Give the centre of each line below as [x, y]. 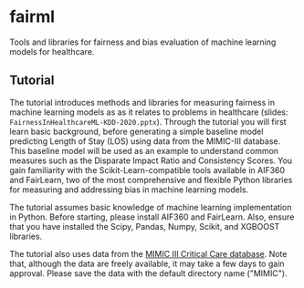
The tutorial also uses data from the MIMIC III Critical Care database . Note [148, 253]
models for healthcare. [52, 51]
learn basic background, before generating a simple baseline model [136, 131]
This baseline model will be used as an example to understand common [144, 150]
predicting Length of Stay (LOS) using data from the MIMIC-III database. [145, 141]
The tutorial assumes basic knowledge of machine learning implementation [151, 207]
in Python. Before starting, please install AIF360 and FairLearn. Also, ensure [152, 217]
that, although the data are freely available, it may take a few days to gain [147, 263]
